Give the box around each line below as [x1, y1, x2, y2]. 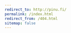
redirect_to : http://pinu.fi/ [4, 7, 67, 12]
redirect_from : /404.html [4, 16, 58, 21]
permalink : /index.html [4, 12, 54, 16]
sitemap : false [4, 20, 36, 26]
